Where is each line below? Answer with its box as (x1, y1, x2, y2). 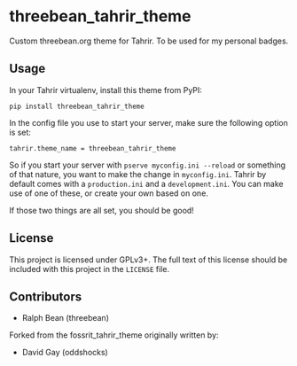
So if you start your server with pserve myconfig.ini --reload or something (9, 160, 286, 170)
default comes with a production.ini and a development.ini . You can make (9, 178, 284, 189)
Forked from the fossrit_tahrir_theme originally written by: (9, 330, 219, 340)
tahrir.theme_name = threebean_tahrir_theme (9, 144, 176, 152)
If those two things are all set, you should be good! (9, 205, 195, 215)
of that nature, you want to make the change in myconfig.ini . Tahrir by (9, 168, 267, 179)
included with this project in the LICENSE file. (9, 263, 170, 274)
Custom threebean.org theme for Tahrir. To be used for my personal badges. (9, 35, 289, 46)
